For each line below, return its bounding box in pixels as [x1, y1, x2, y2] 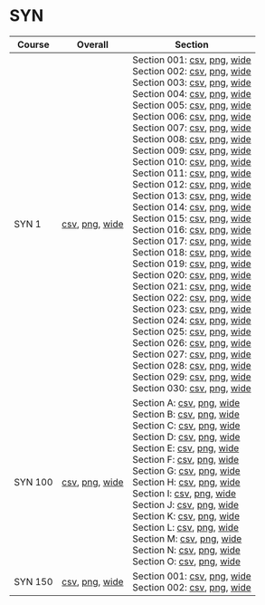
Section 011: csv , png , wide [132, 167, 251, 179]
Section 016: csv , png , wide [132, 223, 251, 235]
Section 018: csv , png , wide [132, 245, 251, 258]
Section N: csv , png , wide [132, 543, 241, 556]
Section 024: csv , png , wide [132, 313, 251, 326]
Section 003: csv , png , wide [132, 76, 251, 89]
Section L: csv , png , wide [132, 521, 240, 533]
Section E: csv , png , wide [132, 441, 240, 454]
